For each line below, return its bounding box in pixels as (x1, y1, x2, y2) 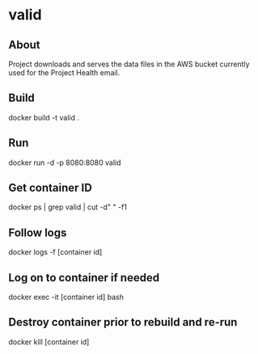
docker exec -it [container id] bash (8, 293, 124, 302)
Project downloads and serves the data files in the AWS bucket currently (8, 59, 250, 69)
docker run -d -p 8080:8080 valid (8, 158, 121, 167)
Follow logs (8, 225, 67, 239)
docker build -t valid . (8, 112, 79, 122)
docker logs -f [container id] (8, 247, 103, 257)
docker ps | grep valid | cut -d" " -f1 (8, 202, 128, 212)
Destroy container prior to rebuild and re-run (8, 315, 238, 329)
